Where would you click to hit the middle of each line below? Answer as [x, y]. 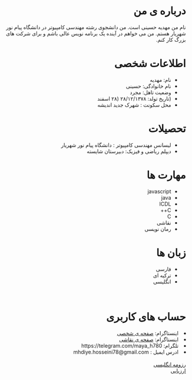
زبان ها [171, 252]
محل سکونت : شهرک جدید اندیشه [134, 105]
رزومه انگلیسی [170, 364]
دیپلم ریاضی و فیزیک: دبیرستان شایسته [129, 151]
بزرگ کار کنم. [171, 39]
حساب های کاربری [146, 317]
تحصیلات [167, 129]
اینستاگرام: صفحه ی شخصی [148, 333]
